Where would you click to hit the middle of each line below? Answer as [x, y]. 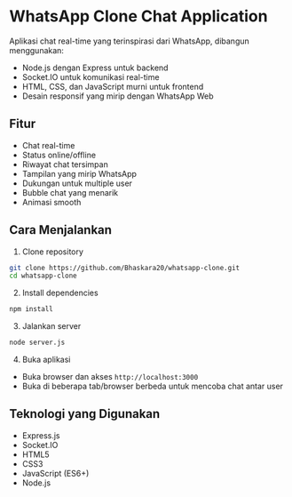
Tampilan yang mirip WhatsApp [79, 173]
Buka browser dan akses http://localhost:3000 [110, 377]
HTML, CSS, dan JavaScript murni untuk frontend [113, 86]
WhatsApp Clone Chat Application [138, 16]
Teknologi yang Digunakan [85, 414]
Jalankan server [51, 326]
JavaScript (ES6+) [55, 473]
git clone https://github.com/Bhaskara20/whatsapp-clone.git [125, 268]
